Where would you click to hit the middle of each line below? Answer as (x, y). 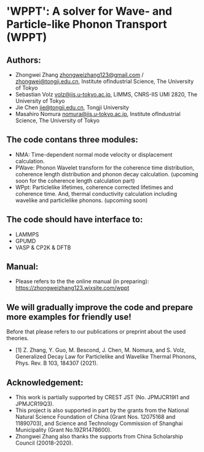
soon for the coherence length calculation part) (75, 181)
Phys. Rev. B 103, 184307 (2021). (57, 363)
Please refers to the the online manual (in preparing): (82, 281)
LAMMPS (27, 234)
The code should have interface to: (75, 220)
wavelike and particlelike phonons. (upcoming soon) (81, 200)
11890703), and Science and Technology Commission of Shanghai (99, 423)
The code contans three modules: (72, 140)
